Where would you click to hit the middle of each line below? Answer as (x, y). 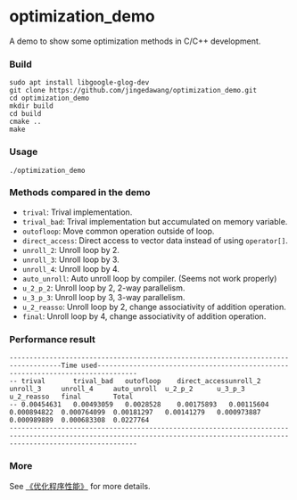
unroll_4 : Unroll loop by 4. (71, 268)
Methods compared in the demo (80, 193)
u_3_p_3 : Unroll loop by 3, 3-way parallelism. (103, 297)
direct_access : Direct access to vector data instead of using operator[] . (155, 240)
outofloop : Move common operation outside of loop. (118, 231)
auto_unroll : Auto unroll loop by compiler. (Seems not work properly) (149, 278)
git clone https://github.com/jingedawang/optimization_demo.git (133, 91)
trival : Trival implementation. (77, 212)
